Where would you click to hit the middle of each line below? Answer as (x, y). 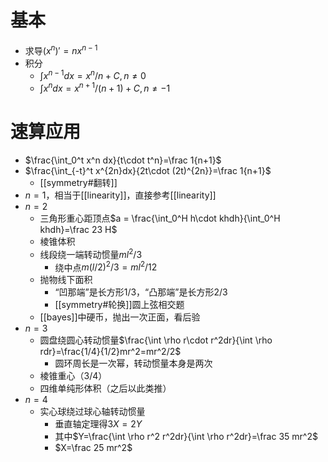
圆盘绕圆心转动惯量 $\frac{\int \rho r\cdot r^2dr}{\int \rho (156, 340)
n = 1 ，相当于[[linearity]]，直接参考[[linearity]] (120, 195)
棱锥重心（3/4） (73, 376)
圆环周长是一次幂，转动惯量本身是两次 (133, 363)
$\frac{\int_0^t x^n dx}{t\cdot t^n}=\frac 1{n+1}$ (123, 160)
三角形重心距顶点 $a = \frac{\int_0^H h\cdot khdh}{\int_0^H (160, 218)
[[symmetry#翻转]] (78, 182)
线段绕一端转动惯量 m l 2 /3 (91, 253)
